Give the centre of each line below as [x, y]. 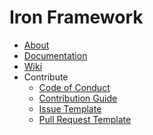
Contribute [46, 77]
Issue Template [70, 108]
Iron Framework [76, 17]
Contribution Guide [78, 98]
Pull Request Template [85, 119]
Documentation [55, 55]
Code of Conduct [74, 87]
